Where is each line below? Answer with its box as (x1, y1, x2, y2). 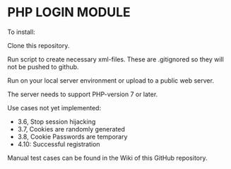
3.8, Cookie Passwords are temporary (17, 132, 128, 141)
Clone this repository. (7, 41, 70, 49)
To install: (7, 28, 35, 36)
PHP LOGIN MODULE (7, 4, 131, 21)
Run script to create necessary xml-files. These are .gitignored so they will (7, 54, 224, 64)
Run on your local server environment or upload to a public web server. (7, 76, 214, 85)
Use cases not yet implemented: (7, 103, 101, 112)
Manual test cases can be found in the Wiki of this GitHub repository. (7, 153, 208, 162)
